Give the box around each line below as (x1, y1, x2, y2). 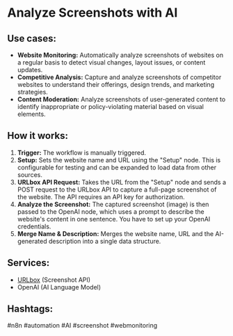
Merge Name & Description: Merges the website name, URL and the (17, 229, 214, 237)
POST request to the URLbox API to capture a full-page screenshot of (17, 185, 217, 194)
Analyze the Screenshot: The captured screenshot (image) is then (17, 200, 209, 208)
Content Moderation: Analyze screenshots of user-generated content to (17, 95, 226, 103)
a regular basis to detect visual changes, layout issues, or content (17, 58, 206, 67)
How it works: (7, 130, 68, 142)
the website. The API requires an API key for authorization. (17, 192, 185, 201)
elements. (17, 110, 47, 118)
